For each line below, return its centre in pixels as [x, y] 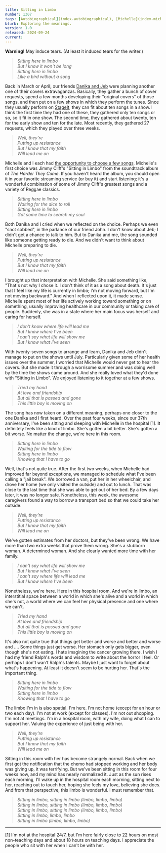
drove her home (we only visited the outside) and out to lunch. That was [78, 484]
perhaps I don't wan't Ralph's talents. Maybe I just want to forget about [77, 662]
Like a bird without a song [44, 77]
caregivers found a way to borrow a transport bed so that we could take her [82, 500]
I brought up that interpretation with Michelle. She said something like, [77, 280]
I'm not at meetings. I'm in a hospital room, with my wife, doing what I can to [83, 718]
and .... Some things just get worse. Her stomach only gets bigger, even [78, 647]
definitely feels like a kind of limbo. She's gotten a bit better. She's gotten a [81, 428]
